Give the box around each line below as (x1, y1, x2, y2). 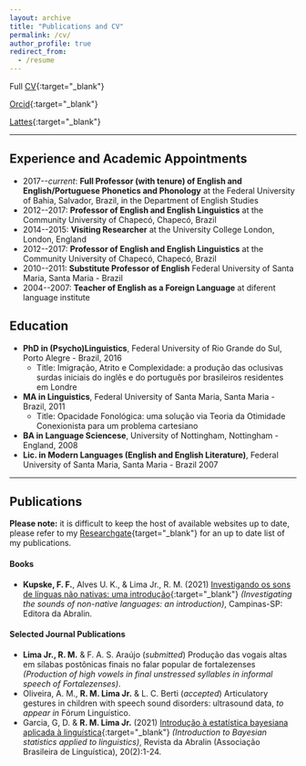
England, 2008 (22, 439, 78, 450)
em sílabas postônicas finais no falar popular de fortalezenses (22, 658, 256, 669)
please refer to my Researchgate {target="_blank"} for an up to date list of (9, 528, 285, 539)
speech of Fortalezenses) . (22, 677, 121, 689)
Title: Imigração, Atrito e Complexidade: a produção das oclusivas (36, 362, 284, 373)
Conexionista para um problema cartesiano (36, 420, 199, 431)
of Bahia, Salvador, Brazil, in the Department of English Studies (22, 194, 260, 205)
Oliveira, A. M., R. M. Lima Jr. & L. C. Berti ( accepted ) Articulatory (22, 687, 269, 698)
